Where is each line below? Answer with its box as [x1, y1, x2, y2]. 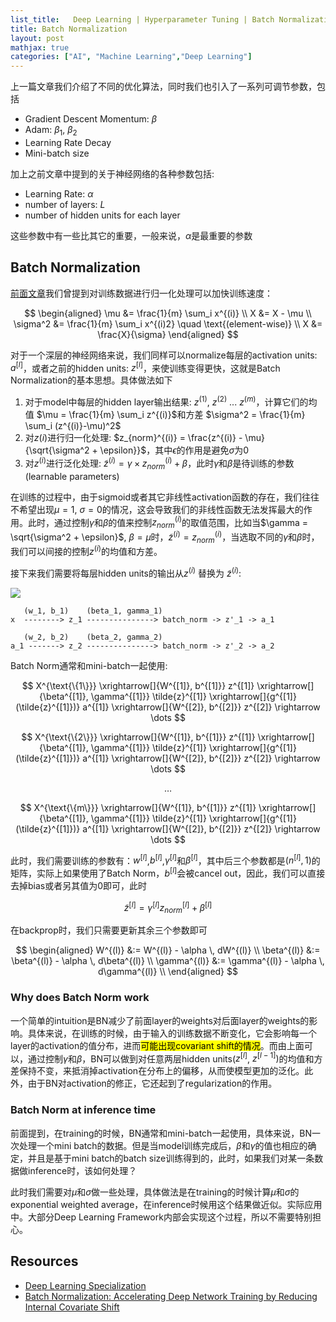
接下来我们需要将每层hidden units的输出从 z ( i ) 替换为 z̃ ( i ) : [10, 566, 242, 579]
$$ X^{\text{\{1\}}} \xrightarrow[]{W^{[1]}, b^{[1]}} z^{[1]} [21, 679, 255, 691]
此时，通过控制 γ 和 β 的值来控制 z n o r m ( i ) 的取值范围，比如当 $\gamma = [27, 514, 309, 530]
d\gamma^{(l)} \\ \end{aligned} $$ [98, 966, 238, 978]
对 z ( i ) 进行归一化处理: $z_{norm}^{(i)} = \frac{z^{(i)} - [24, 432, 243, 444]
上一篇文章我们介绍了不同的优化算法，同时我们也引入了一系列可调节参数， [10, 81, 317, 93]
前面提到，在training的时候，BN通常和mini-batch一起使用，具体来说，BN [10, 1127, 313, 1139]
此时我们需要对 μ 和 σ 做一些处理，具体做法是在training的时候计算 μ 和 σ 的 [10, 1186, 300, 1198]
